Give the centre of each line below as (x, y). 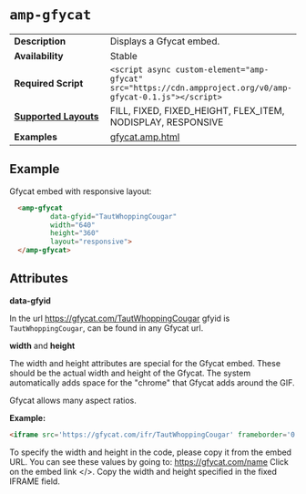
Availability (39, 56)
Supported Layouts (56, 116)
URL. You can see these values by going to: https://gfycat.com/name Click (149, 461)
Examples (36, 137)
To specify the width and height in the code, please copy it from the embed (151, 452)
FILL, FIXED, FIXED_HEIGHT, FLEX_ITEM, (197, 110)
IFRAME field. (35, 481)
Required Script (49, 83)
